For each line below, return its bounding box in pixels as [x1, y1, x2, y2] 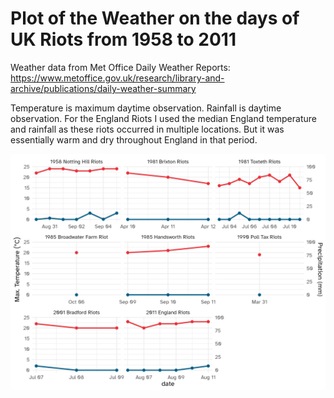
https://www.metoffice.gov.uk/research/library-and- [10, 72, 225, 84]
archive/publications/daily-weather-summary [10, 82, 197, 94]
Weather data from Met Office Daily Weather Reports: [10, 61, 231, 73]
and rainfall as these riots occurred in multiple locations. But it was [10, 123, 285, 135]
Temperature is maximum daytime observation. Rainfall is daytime [10, 102, 282, 114]
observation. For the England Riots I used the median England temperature [10, 112, 317, 124]
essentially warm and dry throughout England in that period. [10, 133, 258, 146]
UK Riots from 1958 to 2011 [10, 28, 237, 51]
